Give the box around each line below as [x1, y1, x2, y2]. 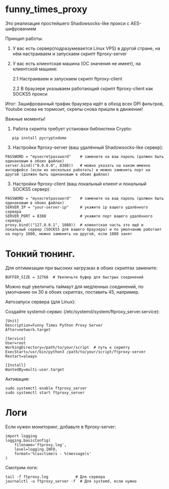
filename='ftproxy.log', [14, 442, 67, 447]
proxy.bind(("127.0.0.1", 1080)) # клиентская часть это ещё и [5, 222, 144, 227]
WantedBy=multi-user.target [5, 367, 65, 372]
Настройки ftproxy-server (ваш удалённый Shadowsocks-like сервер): [12, 144, 163, 150]
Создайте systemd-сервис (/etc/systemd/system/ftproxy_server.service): [5, 308, 160, 314]
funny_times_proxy [5, 4, 88, 15]
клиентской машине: [12, 66, 58, 72]
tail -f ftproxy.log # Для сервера [5, 474, 105, 479]
